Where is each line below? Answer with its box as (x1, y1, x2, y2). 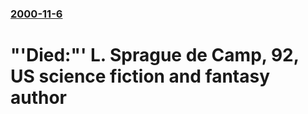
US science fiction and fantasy (10, 65, 271, 88)
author (10, 87, 68, 109)
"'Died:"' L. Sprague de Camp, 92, (10, 44, 300, 67)
